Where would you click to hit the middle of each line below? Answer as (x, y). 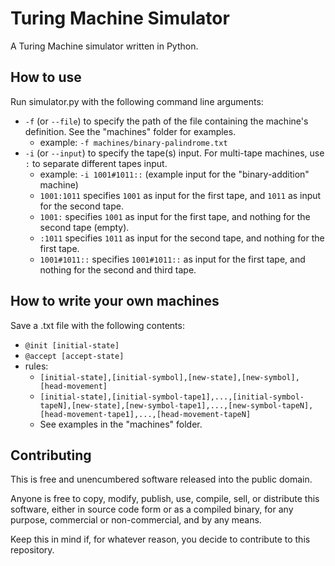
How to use (46, 77)
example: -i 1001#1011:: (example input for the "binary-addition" (174, 174)
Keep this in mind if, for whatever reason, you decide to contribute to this (160, 539)
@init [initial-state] (72, 345)
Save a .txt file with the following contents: (97, 325)
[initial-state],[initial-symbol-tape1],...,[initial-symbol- (172, 397)
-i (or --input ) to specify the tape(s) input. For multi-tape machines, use (174, 153)
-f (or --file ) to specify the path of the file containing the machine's (166, 121)
